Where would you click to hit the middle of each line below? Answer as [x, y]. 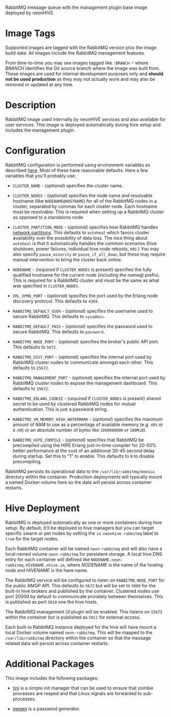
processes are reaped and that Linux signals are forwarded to [77, 693]
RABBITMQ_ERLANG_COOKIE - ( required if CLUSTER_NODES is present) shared [87, 398]
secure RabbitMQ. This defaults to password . [59, 332]
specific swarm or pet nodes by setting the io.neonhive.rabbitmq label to [82, 533]
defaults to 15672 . [31, 388]
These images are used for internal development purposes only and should [84, 73]
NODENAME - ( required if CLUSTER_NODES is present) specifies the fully [82, 269]
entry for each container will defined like [48, 559]
